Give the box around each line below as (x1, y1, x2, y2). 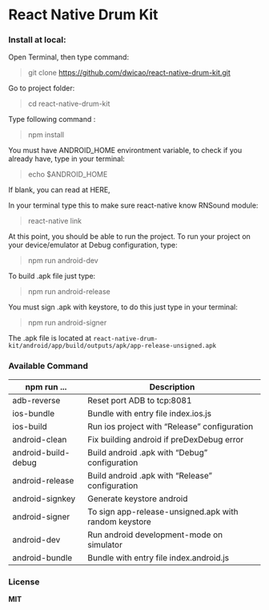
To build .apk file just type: (8, 271, 96, 281)
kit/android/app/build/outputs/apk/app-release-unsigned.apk (8, 342, 217, 350)
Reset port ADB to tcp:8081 (87, 394, 192, 406)
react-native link (27, 216, 82, 226)
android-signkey (12, 493, 76, 504)
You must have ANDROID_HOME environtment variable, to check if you (8, 146, 243, 156)
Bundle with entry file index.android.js (87, 551, 230, 563)
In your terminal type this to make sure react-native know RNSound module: (8, 200, 259, 210)
